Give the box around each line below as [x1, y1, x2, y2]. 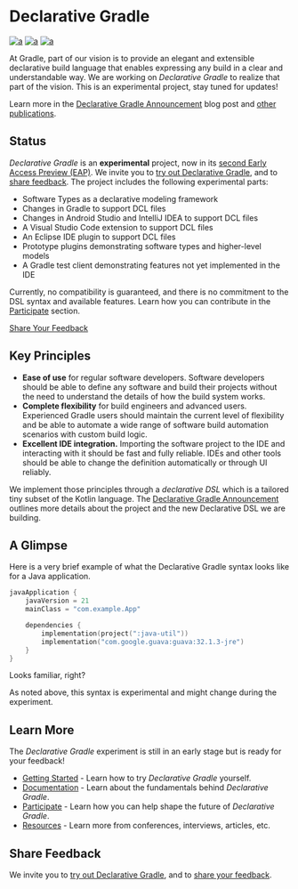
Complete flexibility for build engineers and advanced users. [21, 400, 247, 411]
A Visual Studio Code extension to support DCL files [21, 222, 213, 232]
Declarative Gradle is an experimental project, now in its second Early [9, 158, 267, 168]
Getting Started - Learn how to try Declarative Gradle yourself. [21, 772, 252, 784]
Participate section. [9, 305, 80, 316]
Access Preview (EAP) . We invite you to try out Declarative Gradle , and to [9, 166, 278, 177]
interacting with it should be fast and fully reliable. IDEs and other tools [21, 448, 282, 458]
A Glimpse [9, 537, 68, 553]
